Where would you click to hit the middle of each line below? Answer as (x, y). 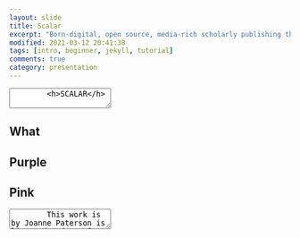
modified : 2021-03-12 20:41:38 (67, 42)
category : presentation (54, 68)
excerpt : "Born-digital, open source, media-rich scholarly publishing (145, 34)
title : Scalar (36, 26)
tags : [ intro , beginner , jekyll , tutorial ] (92, 51)
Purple (28, 162)
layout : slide (36, 17)
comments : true (37, 59)
